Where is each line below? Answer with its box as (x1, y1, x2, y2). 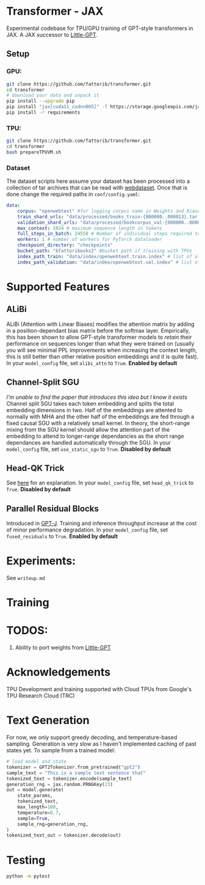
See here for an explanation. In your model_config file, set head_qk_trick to (6, 479, 194, 487)
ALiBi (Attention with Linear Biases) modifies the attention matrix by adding (6, 320, 195, 328)
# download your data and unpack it (6, 92, 99, 98)
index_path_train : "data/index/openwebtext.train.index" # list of (17, 253, 192, 259)
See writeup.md (6, 574, 45, 582)
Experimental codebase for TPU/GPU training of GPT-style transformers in (6, 24, 193, 32)
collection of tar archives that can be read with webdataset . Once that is (6, 184, 188, 191)
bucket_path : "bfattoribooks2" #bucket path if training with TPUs (17, 248, 192, 254)
